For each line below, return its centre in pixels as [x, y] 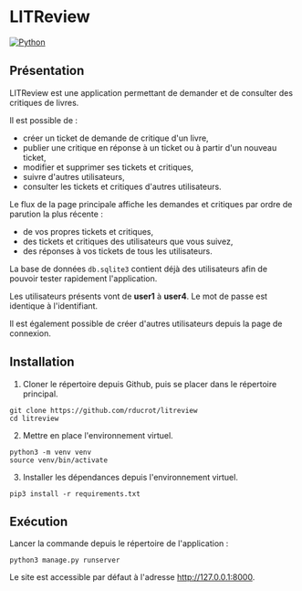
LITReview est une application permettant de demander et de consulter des [151, 92]
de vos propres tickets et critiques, [88, 231]
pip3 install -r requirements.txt [75, 494]
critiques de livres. [44, 102]
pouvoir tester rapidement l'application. [83, 278]
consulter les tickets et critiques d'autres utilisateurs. [122, 186]
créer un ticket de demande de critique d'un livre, [115, 138]
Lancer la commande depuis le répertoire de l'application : [119, 544]
